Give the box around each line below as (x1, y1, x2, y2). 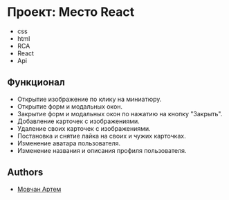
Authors (7, 167, 44, 179)
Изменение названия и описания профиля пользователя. (17, 146, 187, 154)
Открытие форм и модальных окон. (17, 102, 123, 111)
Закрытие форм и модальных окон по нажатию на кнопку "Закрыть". (17, 109, 223, 118)
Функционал (7, 77, 66, 89)
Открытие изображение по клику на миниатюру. (17, 95, 162, 103)
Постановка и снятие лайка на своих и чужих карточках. (17, 131, 186, 140)
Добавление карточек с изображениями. (17, 117, 140, 125)
